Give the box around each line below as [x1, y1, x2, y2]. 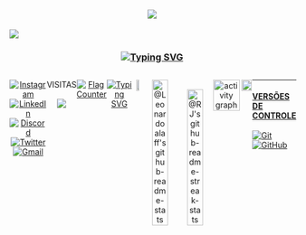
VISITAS [46, 80, 77, 90]
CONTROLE [252, 109, 297, 121]
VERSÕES [252, 90, 290, 101]
